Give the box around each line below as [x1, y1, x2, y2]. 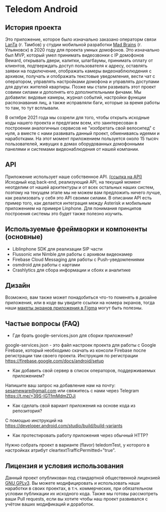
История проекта [5, 23, 62, 32]
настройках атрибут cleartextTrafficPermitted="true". [5, 448, 116, 453]
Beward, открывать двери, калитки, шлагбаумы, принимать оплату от [5, 58, 153, 63]
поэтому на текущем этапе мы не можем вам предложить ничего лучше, [5, 190, 162, 195]
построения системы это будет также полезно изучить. [5, 210, 123, 216]
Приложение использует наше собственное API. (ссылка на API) [5, 174, 142, 180]
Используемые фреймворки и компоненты [5, 225, 148, 234]
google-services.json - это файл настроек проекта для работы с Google [5, 342, 156, 348]
